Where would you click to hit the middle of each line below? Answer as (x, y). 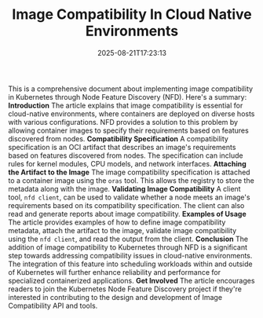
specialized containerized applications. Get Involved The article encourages (131, 280)
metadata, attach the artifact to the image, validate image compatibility (122, 230)
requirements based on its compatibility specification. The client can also (126, 205)
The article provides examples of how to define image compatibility (117, 222)
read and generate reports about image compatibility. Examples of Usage (127, 214)
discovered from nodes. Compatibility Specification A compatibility (119, 138)
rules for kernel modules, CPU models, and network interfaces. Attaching (128, 163)
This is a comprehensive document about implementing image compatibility (131, 89)
